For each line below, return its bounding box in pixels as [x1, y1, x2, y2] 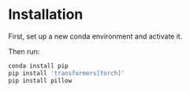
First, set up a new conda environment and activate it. [8, 31, 183, 41]
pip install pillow [8, 76, 73, 84]
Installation [8, 6, 84, 24]
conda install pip [8, 61, 69, 70]
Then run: [8, 46, 40, 56]
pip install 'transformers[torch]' [8, 69, 125, 77]
